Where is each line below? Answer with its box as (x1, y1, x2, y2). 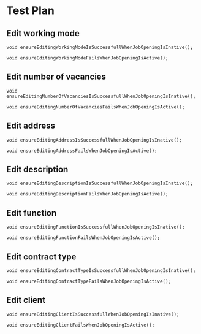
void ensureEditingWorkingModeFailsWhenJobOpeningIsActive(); (6, 55, 169, 61)
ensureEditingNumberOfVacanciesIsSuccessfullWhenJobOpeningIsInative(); (6, 93, 196, 99)
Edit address (6, 121, 56, 131)
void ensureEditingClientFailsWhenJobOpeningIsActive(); (6, 322, 155, 328)
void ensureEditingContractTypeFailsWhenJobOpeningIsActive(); (6, 278, 172, 285)
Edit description (6, 164, 69, 175)
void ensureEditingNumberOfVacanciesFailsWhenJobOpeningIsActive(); (6, 104, 185, 110)
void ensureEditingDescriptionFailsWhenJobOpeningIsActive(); (6, 191, 169, 197)
